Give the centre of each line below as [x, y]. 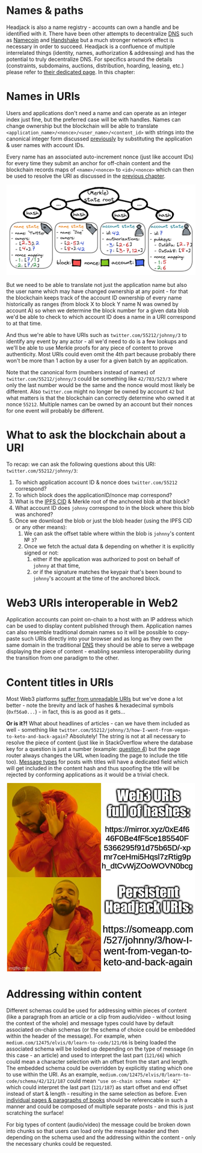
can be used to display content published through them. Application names [99, 626]
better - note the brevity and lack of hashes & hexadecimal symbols [90, 705]
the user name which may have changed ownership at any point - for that [97, 291]
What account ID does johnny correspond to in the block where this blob [104, 508]
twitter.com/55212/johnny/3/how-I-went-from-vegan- [125, 730]
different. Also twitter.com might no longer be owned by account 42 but [95, 391]
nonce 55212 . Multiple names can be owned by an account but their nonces [99, 404]
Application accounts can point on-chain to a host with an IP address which [100, 620]
